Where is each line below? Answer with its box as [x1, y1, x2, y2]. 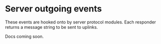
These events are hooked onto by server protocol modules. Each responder [5, 19, 156, 25]
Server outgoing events [5, 3, 102, 14]
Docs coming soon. [5, 33, 44, 39]
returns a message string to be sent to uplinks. [5, 24, 98, 30]
